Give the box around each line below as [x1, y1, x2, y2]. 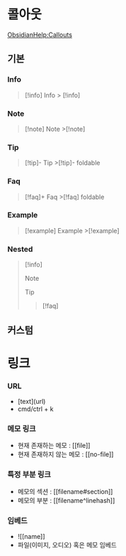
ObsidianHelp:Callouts [7, 30, 73, 39]
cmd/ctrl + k [17, 405, 54, 413]
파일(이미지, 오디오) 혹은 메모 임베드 [17, 540, 117, 549]
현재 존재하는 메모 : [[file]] [17, 442, 91, 450]
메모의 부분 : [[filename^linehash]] [17, 496, 115, 505]
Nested [7, 244, 33, 254]
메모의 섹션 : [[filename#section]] [17, 487, 113, 496]
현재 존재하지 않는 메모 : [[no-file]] [17, 450, 114, 459]
